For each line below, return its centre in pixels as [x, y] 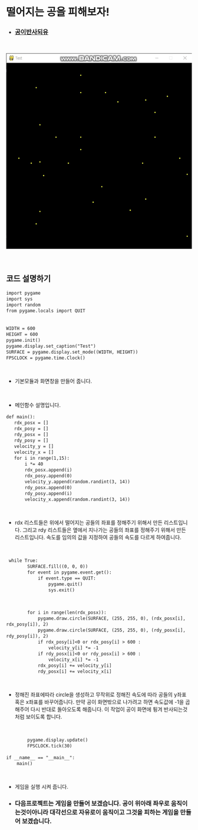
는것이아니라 [32, 812]
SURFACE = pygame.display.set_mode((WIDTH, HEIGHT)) [72, 352]
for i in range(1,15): [42, 458]
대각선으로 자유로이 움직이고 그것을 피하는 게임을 [114, 812]
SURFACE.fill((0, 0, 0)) [58, 566]
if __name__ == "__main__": [41, 758]
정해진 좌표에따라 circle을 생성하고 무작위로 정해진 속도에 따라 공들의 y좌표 [100, 695]
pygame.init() [24, 340]
